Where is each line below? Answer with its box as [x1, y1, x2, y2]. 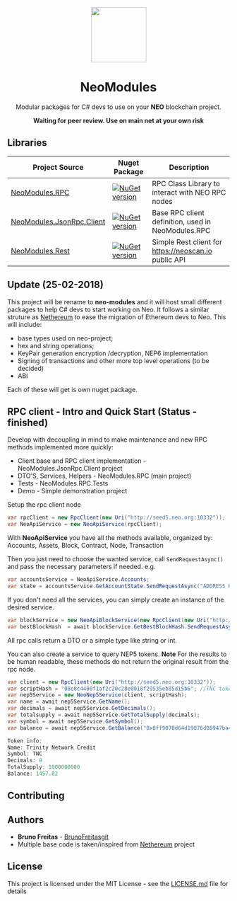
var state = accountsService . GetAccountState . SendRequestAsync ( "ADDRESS [7, 583, 226, 590]
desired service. [7, 602, 54, 612]
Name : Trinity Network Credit [7, 744, 97, 751]
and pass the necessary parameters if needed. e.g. [7, 563, 156, 571]
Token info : [7, 737, 42, 745]
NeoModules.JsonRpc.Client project [17, 464, 123, 473]
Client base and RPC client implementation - [17, 457, 147, 465]
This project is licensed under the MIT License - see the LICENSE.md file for [7, 879, 229, 888]
